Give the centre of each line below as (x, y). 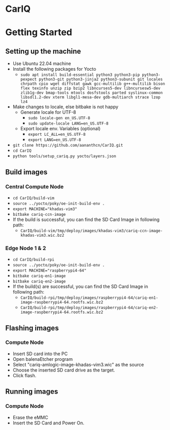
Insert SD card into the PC (40, 354)
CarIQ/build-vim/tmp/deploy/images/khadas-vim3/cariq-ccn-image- (91, 231)
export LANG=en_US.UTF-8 (55, 140)
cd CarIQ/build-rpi (34, 260)
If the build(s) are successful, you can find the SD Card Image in (80, 286)
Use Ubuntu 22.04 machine (42, 64)
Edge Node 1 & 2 (26, 248)
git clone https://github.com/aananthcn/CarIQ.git (68, 146)
